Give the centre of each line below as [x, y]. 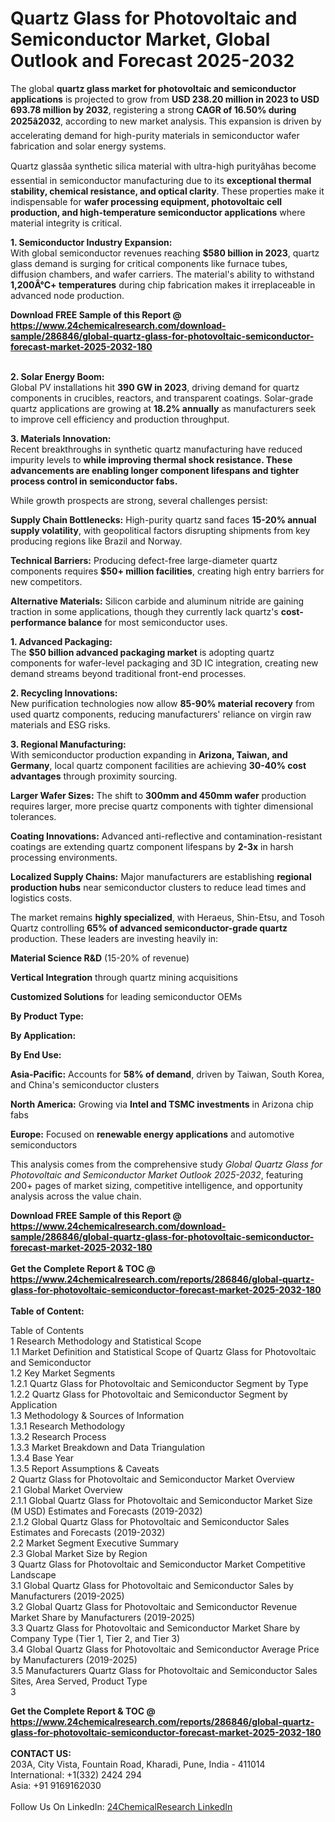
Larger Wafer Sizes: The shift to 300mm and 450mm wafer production [158, 795]
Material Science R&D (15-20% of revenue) [100, 958]
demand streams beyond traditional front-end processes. [128, 673]
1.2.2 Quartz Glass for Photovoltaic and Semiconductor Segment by [149, 1394]
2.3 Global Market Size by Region [79, 1553]
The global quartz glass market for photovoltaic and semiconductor [153, 88]
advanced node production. [67, 295]
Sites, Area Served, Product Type [79, 1681]
